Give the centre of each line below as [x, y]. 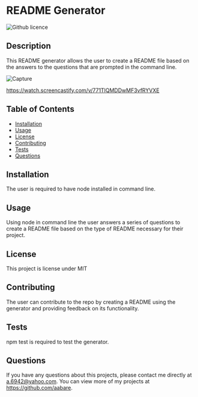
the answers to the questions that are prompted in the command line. [91, 67]
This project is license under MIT [47, 269]
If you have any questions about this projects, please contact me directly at [99, 375]
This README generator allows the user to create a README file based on [98, 60]
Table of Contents [40, 109]
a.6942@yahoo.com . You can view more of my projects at [78, 381]
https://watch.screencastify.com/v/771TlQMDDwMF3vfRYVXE [83, 90]
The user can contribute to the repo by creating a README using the [91, 302]
